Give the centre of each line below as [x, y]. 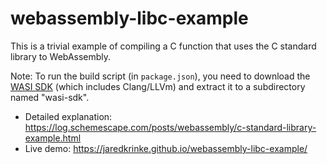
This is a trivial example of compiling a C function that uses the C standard [163, 46]
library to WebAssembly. [61, 56]
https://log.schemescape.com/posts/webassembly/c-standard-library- [170, 127]
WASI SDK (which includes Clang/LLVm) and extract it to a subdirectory [158, 86]
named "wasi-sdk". [50, 97]
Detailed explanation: [68, 116]
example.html [53, 138]
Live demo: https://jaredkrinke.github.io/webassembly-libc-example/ [166, 148]
